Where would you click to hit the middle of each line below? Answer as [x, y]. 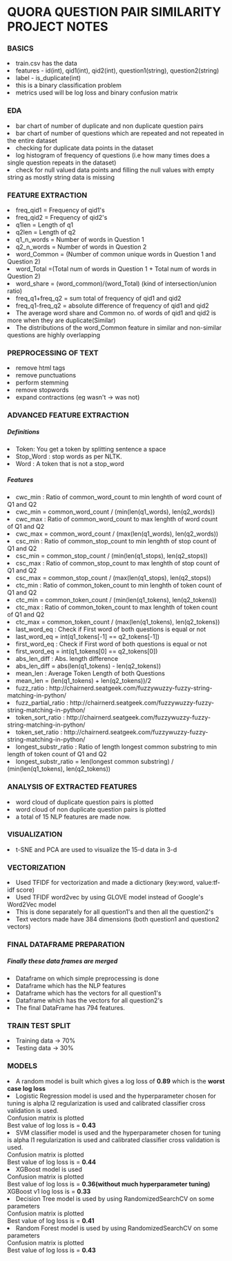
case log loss [27, 1088]
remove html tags [41, 368]
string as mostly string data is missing [61, 177]
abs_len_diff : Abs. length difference [67, 659]
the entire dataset [32, 140]
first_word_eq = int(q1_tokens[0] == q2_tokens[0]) [87, 651]
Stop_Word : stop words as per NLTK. [69, 456]
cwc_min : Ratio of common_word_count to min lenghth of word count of [119, 497]
